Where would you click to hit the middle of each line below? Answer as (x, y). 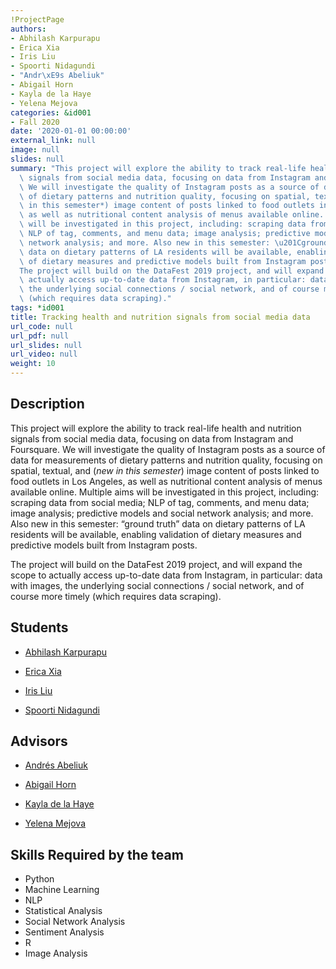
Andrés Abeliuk (56, 765)
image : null (35, 150)
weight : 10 (33, 364)
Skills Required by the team (97, 854)
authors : (28, 29)
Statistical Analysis (63, 911)
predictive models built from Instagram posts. (104, 545)
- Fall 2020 (35, 122)
